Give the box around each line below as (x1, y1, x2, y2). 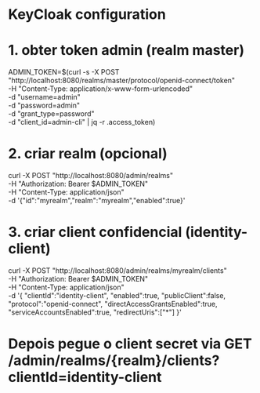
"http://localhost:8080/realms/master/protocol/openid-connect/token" (8, 76, 236, 86)
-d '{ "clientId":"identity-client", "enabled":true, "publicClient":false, (8, 291, 226, 300)
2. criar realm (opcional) (8, 145, 168, 162)
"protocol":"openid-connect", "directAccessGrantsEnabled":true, (8, 300, 218, 308)
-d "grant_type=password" (8, 109, 96, 118)
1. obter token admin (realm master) (8, 42, 245, 60)
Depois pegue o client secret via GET (8, 335, 252, 353)
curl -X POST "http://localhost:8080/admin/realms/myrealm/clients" (8, 266, 227, 275)
